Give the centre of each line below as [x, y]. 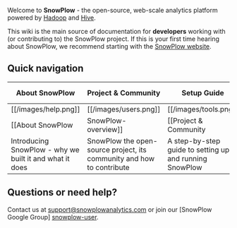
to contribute [108, 167]
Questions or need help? [62, 192]
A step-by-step [194, 140]
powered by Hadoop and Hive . [52, 18]
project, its [129, 150]
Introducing [30, 140]
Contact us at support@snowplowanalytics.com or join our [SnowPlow [110, 209]
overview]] [105, 129]
